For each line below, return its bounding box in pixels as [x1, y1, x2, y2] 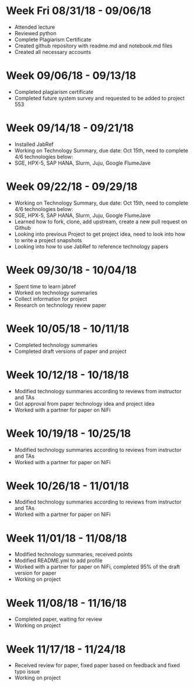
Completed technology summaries [14, 341, 98, 348]
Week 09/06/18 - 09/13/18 [6, 69, 136, 83]
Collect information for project [14, 295, 88, 302]
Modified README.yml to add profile [14, 557, 103, 564]
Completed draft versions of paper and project [14, 348, 127, 355]
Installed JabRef [14, 141, 54, 148]
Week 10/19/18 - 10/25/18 [6, 427, 131, 440]
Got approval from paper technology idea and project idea [14, 400, 155, 407]
